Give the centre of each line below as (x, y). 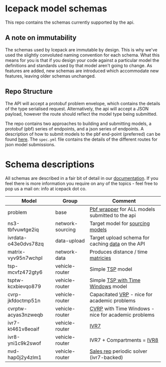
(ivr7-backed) (106, 357)
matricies (100, 258)
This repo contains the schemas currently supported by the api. (70, 22)
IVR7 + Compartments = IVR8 (124, 340)
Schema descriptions (50, 164)
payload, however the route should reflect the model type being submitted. (81, 114)
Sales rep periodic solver (118, 351)
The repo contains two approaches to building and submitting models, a (78, 123)
